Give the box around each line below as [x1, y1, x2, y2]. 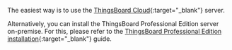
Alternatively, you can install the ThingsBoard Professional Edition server [7, 20, 219, 27]
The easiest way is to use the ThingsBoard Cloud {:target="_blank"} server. [7, 6, 225, 14]
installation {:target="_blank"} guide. [7, 35, 112, 43]
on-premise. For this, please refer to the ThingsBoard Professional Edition [7, 27, 222, 35]
